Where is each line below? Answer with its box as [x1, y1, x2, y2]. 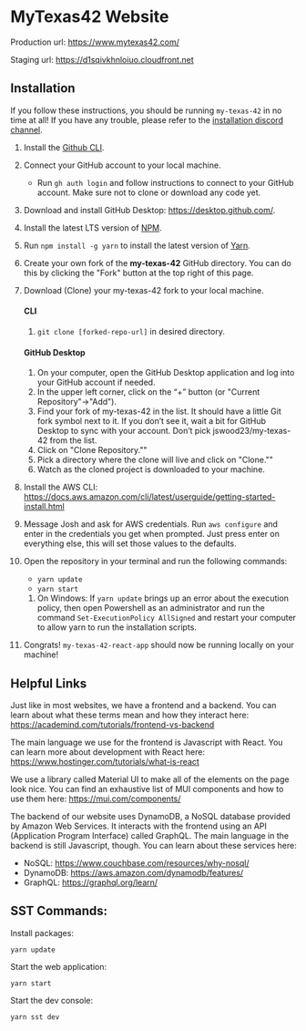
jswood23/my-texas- [212, 426, 291, 437]
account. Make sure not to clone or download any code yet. [36, 187, 261, 198]
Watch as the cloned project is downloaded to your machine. [36, 464, 265, 475]
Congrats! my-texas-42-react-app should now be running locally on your [23, 640, 295, 651]
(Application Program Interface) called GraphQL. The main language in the [10, 830, 290, 840]
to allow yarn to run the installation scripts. [36, 622, 197, 633]
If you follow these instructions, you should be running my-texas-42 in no [10, 105, 282, 116]
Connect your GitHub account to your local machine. [23, 160, 221, 170]
